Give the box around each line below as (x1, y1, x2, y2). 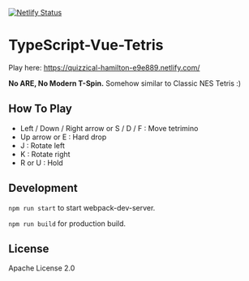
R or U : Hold (19, 158, 63, 168)
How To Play (8, 102, 73, 116)
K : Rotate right (19, 149, 71, 159)
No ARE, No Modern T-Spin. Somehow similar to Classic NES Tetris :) (8, 78, 242, 88)
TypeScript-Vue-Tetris (8, 36, 164, 54)
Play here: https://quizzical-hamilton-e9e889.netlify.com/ (8, 62, 200, 72)
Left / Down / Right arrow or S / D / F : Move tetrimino (19, 123, 199, 133)
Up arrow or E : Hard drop (19, 132, 107, 142)
